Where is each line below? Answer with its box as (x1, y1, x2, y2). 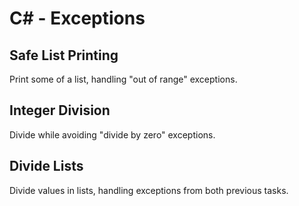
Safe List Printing (9, 47, 119, 64)
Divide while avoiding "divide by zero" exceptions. (9, 128, 216, 141)
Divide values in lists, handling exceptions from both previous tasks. (9, 184, 289, 196)
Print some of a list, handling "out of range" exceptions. (9, 73, 238, 85)
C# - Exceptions (9, 7, 146, 30)
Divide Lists (9, 158, 84, 175)
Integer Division (9, 102, 111, 119)
